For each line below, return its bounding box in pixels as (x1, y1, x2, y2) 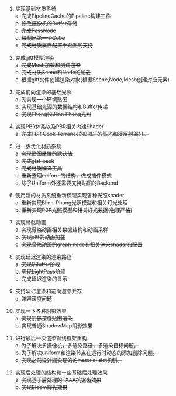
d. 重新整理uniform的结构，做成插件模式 (15, 172, 112, 179)
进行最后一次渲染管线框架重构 (15, 334, 87, 342)
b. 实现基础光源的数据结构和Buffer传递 (15, 103, 108, 110)
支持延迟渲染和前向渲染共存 (15, 288, 82, 295)
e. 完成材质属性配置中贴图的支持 (15, 42, 93, 49)
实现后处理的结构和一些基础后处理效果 (15, 369, 108, 376)
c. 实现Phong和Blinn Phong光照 (15, 111, 92, 117)
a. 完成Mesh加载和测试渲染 (15, 62, 81, 69)
